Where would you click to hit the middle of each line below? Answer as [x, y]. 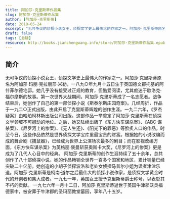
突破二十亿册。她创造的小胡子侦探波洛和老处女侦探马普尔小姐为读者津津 [80, 166]
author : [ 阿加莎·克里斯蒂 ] [31, 19]
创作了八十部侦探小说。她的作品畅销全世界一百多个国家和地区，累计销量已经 [85, 160]
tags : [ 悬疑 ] [18, 38]
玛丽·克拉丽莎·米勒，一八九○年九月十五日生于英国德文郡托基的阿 [96, 84]
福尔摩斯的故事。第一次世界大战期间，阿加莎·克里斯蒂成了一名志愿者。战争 [83, 96]
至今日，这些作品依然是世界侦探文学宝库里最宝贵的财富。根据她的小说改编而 [85, 134]
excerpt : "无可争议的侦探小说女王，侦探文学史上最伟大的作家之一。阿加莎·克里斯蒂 [82, 29]
